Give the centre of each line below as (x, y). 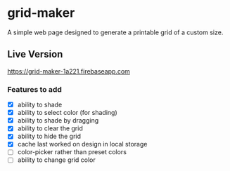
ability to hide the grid (49, 136)
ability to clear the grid (50, 128)
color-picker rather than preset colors (72, 152)
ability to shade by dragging (58, 121)
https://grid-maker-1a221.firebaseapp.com (69, 71)
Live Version (35, 54)
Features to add (34, 89)
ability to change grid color (57, 160)
